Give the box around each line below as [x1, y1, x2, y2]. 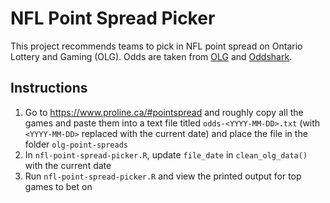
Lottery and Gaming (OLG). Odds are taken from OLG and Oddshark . [10, 50, 293, 62]
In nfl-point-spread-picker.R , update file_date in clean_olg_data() [24, 148, 308, 161]
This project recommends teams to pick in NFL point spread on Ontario [10, 40, 303, 52]
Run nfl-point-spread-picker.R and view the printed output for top [24, 170, 302, 182]
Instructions [10, 80, 88, 97]
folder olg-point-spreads [24, 138, 128, 150]
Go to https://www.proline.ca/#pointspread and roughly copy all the [24, 106, 304, 118]
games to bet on [24, 180, 93, 192]
